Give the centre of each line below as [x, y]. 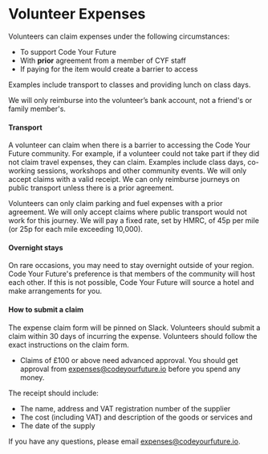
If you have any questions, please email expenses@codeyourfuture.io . [124, 441]
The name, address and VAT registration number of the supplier [125, 408]
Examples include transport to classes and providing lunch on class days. [130, 85]
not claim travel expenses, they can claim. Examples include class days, [127, 163]
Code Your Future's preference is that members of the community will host [132, 274]
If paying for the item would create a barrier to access [109, 68]
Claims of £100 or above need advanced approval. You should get [129, 360]
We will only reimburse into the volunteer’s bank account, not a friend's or [130, 100]
